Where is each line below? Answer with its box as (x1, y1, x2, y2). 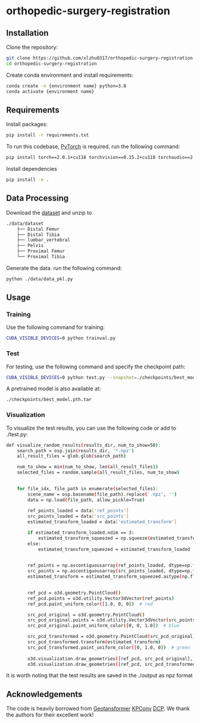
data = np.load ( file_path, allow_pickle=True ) (27, 497, 145, 503)
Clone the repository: (6, 43, 58, 51)
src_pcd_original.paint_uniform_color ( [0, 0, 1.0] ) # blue (27, 623, 180, 629)
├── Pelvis (17, 243, 44, 249)
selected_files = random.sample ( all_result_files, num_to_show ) (17, 470, 180, 475)
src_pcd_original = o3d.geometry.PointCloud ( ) (27, 612, 145, 618)
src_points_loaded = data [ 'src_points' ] (27, 514, 129, 519)
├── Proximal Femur (17, 248, 65, 254)
